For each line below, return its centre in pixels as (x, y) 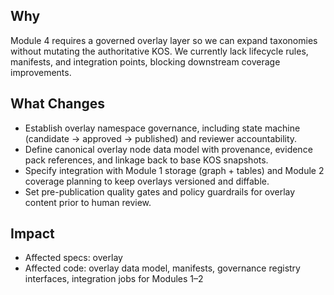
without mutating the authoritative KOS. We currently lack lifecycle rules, (159, 51)
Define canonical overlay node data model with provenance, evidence (168, 149)
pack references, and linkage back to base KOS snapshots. (146, 160)
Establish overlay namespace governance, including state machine (162, 128)
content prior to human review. (88, 202)
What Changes (58, 104)
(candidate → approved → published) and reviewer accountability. (161, 138)
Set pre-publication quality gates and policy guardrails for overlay (160, 191)
